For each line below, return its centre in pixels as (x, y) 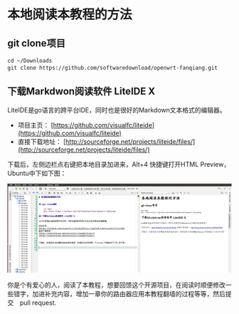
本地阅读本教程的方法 (70, 15)
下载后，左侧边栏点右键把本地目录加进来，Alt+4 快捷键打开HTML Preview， (119, 164)
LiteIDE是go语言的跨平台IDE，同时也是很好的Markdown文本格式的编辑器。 (117, 110)
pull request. (38, 303)
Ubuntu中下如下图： (37, 173)
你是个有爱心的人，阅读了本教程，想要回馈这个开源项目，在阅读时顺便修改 (116, 285)
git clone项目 (37, 43)
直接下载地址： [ (42, 141)
